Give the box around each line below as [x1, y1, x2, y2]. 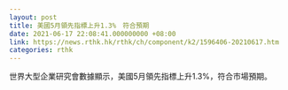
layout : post [9, 12, 58, 22]
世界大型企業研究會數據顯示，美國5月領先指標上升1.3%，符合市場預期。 [9, 71, 273, 82]
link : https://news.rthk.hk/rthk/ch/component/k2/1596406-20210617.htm [9, 37, 279, 47]
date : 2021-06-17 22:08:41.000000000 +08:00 [9, 29, 176, 38]
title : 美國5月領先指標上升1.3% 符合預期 [9, 21, 150, 30]
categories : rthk [9, 46, 74, 55]
